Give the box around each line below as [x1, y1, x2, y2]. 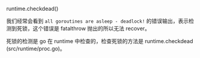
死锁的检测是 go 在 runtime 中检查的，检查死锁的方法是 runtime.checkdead [6, 38, 193, 44]
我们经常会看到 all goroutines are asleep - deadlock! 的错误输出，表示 [6, 17, 189, 25]
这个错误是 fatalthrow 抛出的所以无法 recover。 [32, 25, 150, 32]
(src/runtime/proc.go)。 [6, 45, 65, 52]
